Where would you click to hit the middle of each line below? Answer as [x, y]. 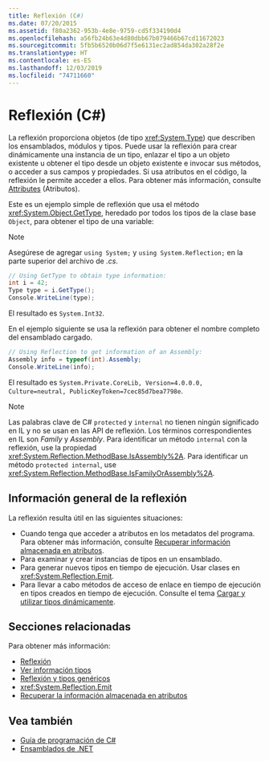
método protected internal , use [62, 464]
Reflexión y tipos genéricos [65, 678]
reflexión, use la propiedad [53, 447]
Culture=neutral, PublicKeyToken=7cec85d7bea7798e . [96, 391]
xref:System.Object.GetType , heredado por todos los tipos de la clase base [132, 213]
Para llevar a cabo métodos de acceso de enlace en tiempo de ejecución [140, 584]
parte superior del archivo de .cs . [63, 261]
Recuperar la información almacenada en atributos [104, 696]
